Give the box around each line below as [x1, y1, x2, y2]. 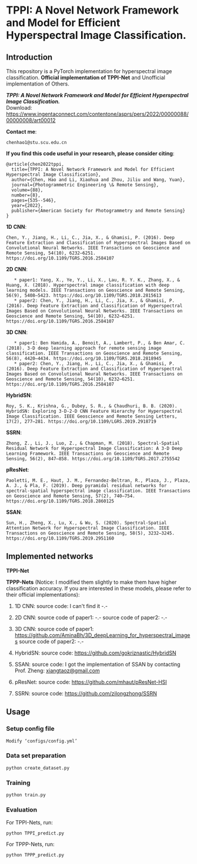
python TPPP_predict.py [6, 852, 65, 858]
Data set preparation [6, 751, 66, 760]
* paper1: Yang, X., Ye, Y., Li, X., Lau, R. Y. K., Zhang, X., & [14, 277, 181, 283]
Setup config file [6, 725, 55, 733]
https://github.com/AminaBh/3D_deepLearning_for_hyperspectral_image [14, 632, 191, 639]
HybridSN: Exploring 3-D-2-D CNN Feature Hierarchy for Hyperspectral [6, 408, 183, 414]
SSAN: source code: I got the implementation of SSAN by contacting [14, 661, 181, 668]
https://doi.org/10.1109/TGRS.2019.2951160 [6, 536, 115, 541]
